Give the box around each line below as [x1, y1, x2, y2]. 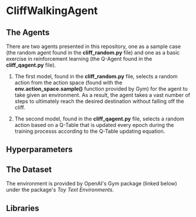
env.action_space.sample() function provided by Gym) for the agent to [14, 85, 188, 92]
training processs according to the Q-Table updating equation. [14, 128, 165, 135]
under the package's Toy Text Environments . [6, 186, 114, 194]
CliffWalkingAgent [6, 4, 98, 18]
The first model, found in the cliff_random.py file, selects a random [14, 73, 178, 80]
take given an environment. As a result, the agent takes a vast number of [14, 92, 191, 98]
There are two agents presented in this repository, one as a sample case [6, 43, 181, 50]
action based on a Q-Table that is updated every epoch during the [14, 122, 174, 128]
